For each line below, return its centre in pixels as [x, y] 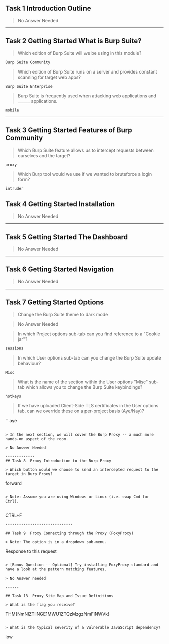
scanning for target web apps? [49, 77]
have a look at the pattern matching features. [56, 569]
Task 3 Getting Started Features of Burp [69, 130]
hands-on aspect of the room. [37, 439]
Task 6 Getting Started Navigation [60, 270]
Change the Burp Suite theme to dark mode [63, 314]
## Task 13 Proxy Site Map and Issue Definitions [59, 596]
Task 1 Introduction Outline [48, 8]
